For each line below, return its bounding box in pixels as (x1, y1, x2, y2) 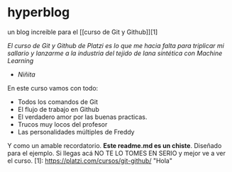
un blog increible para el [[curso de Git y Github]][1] (7, 28, 158, 36)
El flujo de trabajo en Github (17, 105, 99, 113)
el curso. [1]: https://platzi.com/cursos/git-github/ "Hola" (7, 156, 172, 165)
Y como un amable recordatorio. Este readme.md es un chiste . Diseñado (7, 141, 222, 149)
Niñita (17, 70, 35, 79)
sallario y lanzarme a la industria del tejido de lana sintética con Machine (7, 49, 223, 57)
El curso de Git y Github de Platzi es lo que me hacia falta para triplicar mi (7, 41, 225, 50)
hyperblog (7, 4, 70, 21)
